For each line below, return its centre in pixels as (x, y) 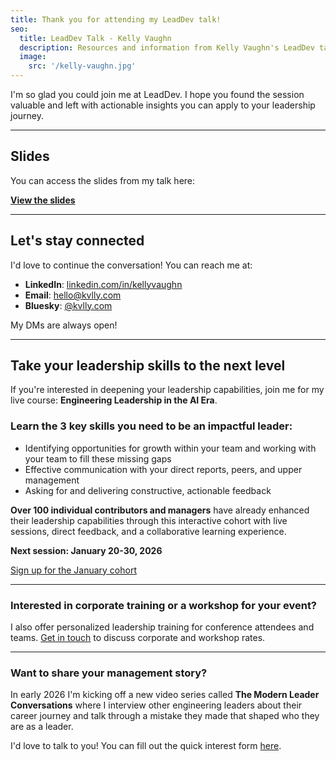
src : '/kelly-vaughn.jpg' (82, 66)
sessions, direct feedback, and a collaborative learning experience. (148, 531)
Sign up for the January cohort (73, 570)
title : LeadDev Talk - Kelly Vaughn (95, 38)
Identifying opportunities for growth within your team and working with (170, 448)
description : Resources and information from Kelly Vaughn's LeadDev (167, 47)
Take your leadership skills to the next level (148, 366)
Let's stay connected (77, 241)
